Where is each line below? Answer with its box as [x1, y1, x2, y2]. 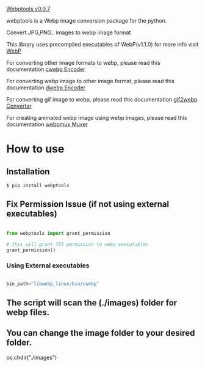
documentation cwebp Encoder [6, 65, 85, 73]
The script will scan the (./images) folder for [6, 298, 178, 308]
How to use [6, 142, 65, 156]
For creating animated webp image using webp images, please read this [6, 114, 187, 121]
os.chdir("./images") [6, 354, 57, 361]
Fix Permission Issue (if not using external [6, 199, 170, 210]
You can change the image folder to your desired [6, 328, 195, 338]
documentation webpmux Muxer [6, 120, 88, 128]
